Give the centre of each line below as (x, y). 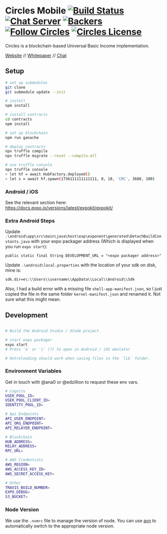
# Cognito (15, 391)
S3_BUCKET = (16, 497)
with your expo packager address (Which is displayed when (92, 241)
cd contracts (19, 119)
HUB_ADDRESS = (19, 442)
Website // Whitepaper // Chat (36, 55)
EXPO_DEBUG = (17, 492)
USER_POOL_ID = (20, 396)
